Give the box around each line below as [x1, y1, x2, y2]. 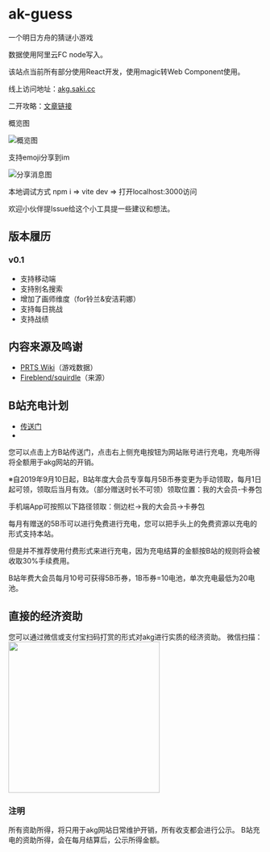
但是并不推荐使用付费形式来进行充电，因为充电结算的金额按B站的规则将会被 [8, 546, 260, 556]
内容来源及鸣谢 [8, 340, 83, 354]
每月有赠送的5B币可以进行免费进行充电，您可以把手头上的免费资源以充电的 [8, 519, 258, 529]
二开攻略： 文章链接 [8, 101, 73, 110]
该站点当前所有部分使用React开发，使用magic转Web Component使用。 [8, 66, 245, 77]
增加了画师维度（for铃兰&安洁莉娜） [19, 293, 141, 303]
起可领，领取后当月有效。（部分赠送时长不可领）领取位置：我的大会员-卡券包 [8, 484, 263, 494]
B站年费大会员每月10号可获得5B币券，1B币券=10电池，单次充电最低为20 [8, 573, 248, 583]
